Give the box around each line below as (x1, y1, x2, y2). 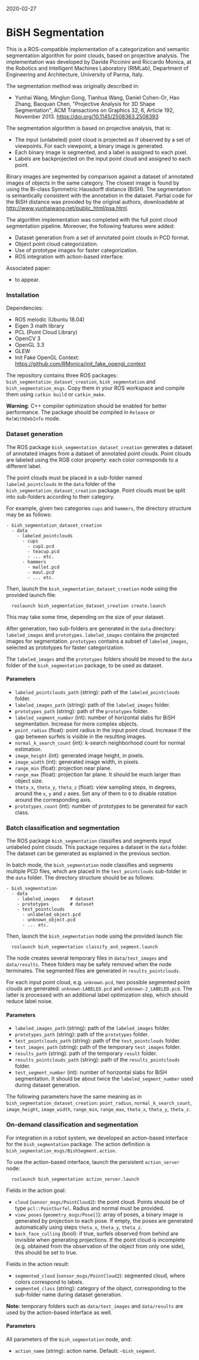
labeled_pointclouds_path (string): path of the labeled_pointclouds (14, 688, 180, 696)
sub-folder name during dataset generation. (14, 1291, 122, 1298)
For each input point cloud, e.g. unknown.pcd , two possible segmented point (6, 979, 190, 986)
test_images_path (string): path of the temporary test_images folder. (14, 1044, 181, 1051)
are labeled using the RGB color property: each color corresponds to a (6, 456, 178, 463)
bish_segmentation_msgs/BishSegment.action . (6, 1147, 117, 1154)
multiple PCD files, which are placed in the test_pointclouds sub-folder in (6, 868, 187, 875)
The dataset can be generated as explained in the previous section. (6, 850, 171, 857)
